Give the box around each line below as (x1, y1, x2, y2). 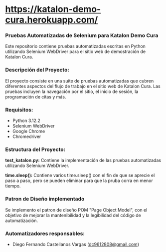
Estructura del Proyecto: (5, 146, 66, 153)
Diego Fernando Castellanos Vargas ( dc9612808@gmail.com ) (12, 241, 140, 247)
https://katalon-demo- (5, 3, 101, 15)
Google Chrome (12, 128, 45, 134)
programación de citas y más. (5, 93, 66, 99)
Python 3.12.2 (12, 117, 41, 123)
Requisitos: (5, 106, 33, 113)
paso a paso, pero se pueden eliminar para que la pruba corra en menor (5, 177, 153, 183)
